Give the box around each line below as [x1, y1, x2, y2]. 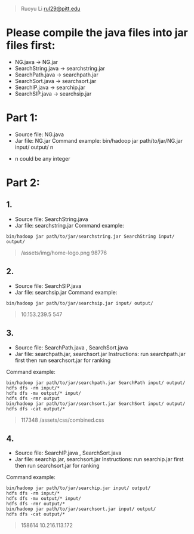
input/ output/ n [14, 143, 54, 151]
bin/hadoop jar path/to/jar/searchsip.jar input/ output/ [6, 300, 153, 306]
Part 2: [6, 176, 40, 190]
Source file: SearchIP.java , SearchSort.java [14, 449, 122, 456]
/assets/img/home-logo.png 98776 [20, 249, 107, 256]
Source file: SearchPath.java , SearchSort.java [14, 343, 128, 351]
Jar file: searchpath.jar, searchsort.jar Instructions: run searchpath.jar [14, 350, 186, 357]
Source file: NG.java [14, 131, 64, 138]
